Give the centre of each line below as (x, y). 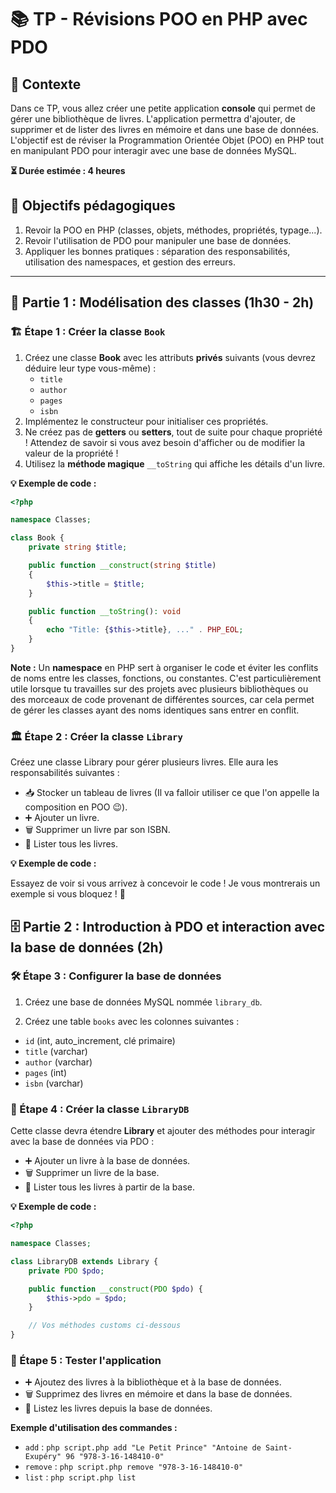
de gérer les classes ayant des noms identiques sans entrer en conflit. (155, 710)
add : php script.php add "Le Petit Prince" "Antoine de (143, 1447)
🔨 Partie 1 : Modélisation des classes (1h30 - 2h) (162, 302)
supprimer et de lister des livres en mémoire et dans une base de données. (165, 129)
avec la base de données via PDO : (82, 1142)
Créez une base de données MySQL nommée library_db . (143, 1002)
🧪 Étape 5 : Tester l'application (86, 1360)
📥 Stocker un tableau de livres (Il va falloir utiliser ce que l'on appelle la (172, 793)
